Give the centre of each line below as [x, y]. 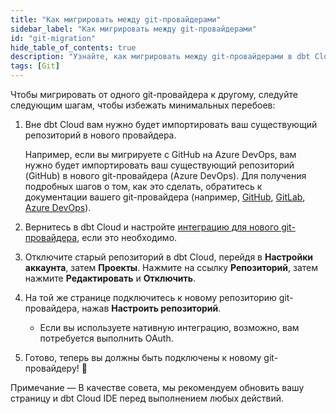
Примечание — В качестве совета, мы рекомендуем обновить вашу [157, 387]
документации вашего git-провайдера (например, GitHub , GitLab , [165, 197]
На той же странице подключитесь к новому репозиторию [150, 297]
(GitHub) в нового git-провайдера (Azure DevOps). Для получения [165, 175]
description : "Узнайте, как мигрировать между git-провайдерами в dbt [160, 57]
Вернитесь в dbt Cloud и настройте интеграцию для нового [152, 227]
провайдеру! [52, 368]
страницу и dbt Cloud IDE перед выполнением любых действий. [147, 398]
